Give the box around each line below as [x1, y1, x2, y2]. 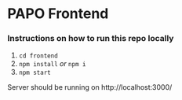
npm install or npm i [18, 59, 86, 69]
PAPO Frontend [7, 5, 109, 23]
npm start [18, 69, 52, 77]
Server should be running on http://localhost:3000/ [7, 83, 173, 92]
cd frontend [18, 52, 58, 60]
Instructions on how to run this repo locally [7, 33, 174, 44]
